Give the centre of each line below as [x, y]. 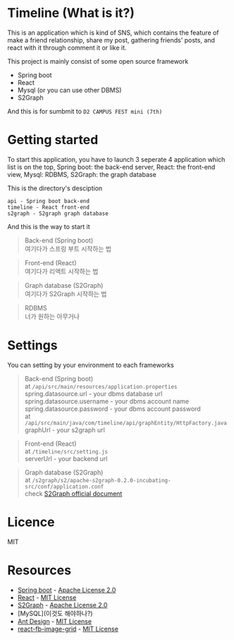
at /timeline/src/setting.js [66, 451]
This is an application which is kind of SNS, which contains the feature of [113, 33]
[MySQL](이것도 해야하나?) [55, 613]
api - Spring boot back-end [49, 201]
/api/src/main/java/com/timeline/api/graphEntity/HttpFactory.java [125, 423]
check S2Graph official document [73, 494]
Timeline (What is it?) [71, 13]
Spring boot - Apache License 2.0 [67, 590]
